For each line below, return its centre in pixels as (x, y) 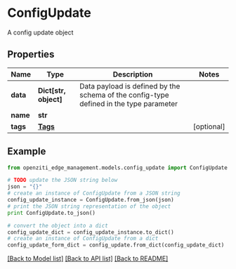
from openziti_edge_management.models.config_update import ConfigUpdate (118, 168)
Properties (31, 54)
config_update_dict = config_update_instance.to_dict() (91, 232)
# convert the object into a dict (58, 225)
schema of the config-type (125, 95)
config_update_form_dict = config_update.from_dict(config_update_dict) (116, 245)
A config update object (40, 32)
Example (27, 151)
